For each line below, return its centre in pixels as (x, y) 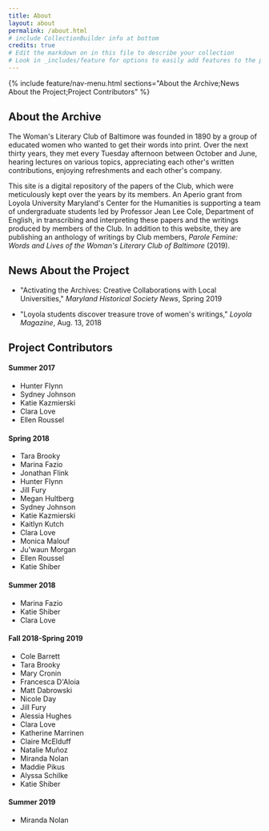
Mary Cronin (40, 673)
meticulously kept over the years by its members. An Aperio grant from (125, 194)
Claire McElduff (45, 741)
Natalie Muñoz (44, 749)
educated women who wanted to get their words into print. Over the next (128, 144)
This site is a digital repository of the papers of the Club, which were (121, 186)
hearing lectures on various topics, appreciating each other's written (121, 162)
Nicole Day (38, 699)
